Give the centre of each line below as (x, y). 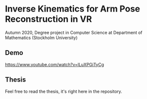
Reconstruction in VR (49, 19)
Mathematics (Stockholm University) (41, 38)
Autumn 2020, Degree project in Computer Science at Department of (74, 32)
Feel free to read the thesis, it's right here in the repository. (64, 91)
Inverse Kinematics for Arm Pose (73, 9)
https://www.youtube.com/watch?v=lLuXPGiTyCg (55, 64)
